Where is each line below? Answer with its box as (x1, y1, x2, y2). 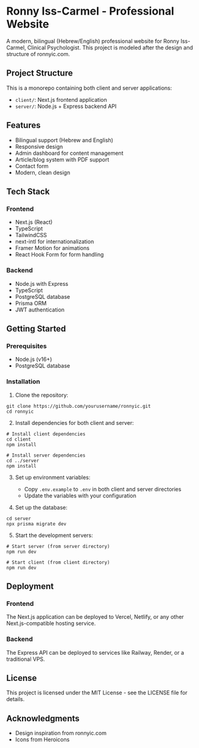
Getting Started (6, 323, 66, 333)
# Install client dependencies (6, 431, 86, 437)
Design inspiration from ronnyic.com (15, 730, 106, 737)
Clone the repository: (15, 391, 69, 399)
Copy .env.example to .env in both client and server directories (24, 485, 181, 493)
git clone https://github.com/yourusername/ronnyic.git (6, 403, 151, 409)
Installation (6, 377, 41, 386)
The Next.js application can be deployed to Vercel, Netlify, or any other (6, 613, 184, 621)
